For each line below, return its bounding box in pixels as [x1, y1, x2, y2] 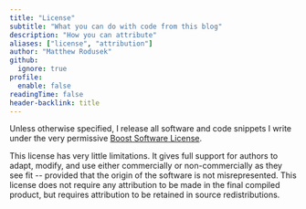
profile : [9, 73, 43, 82]
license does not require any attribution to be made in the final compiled [9, 180, 280, 191]
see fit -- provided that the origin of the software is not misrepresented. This [9, 170, 297, 181]
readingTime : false [9, 89, 84, 99]
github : [9, 56, 39, 65]
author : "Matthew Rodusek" [9, 47, 112, 57]
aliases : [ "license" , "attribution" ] [9, 38, 153, 48]
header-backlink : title [9, 98, 100, 108]
